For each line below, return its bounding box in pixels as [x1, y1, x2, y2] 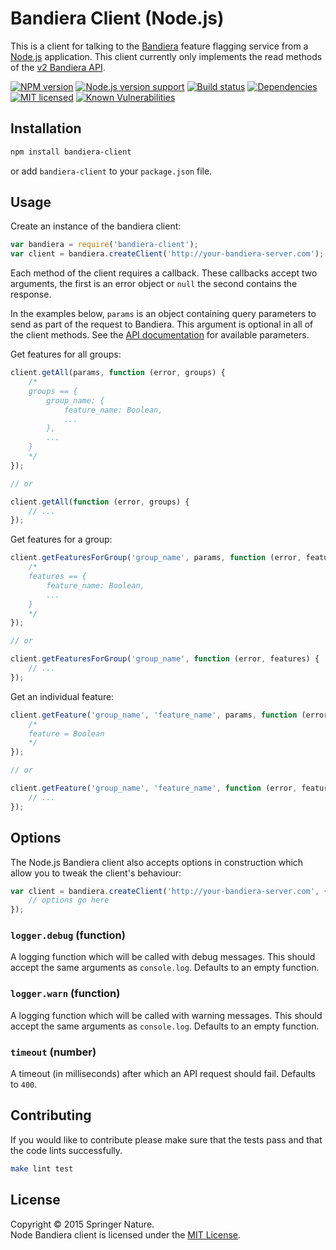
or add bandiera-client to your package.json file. [10, 165, 213, 177]
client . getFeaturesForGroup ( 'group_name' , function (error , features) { [10, 654, 320, 664]
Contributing [10, 1107, 92, 1124]
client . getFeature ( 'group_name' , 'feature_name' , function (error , [10, 783, 298, 794]
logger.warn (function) [10, 987, 121, 1001]
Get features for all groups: [10, 348, 122, 361]
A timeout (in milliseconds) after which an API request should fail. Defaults [10, 1068, 316, 1080]
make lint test [10, 1163, 74, 1174]
